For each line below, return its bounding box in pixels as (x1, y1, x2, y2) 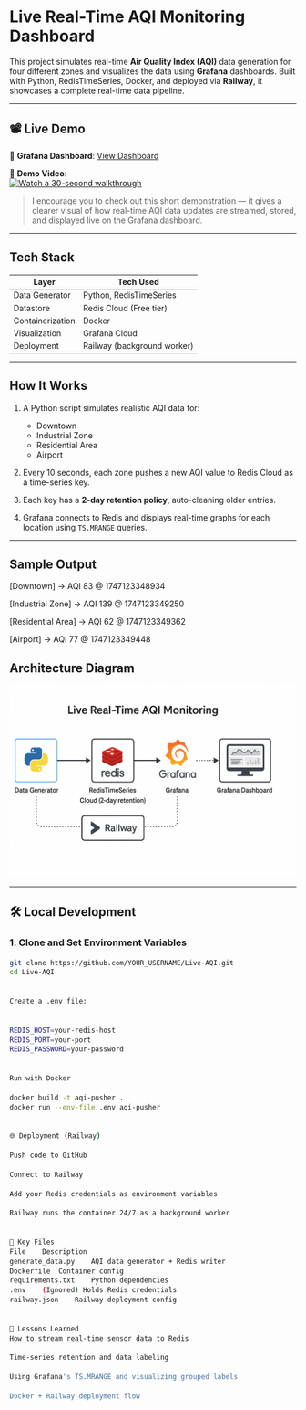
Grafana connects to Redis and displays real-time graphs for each (22, 511, 270, 522)
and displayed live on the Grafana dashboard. (31, 215, 203, 226)
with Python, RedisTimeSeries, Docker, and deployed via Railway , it (9, 75, 262, 86)
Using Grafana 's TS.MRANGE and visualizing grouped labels (9, 1373, 239, 1382)
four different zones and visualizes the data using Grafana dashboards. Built (9, 66, 296, 77)
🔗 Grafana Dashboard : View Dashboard (9, 150, 159, 161)
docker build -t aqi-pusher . (9, 1093, 125, 1102)
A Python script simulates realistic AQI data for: (22, 402, 200, 413)
